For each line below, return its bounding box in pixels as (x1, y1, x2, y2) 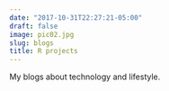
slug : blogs (9, 38, 54, 48)
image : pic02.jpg (9, 30, 75, 39)
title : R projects (9, 47, 78, 56)
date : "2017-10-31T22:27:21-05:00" (9, 13, 143, 23)
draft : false (9, 22, 58, 31)
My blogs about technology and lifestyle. (9, 71, 161, 82)
